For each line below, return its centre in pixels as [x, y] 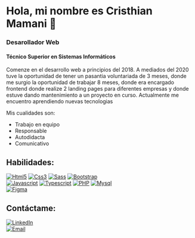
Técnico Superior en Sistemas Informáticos [61, 56]
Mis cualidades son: [31, 113]
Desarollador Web [33, 42]
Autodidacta [30, 137]
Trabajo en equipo [37, 125]
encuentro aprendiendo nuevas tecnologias [60, 101]
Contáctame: [31, 208]
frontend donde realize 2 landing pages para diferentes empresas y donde [97, 89]
